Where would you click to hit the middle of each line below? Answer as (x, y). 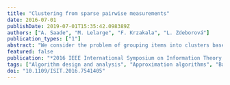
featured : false (30, 52)
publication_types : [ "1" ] (44, 39)
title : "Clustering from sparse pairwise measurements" (88, 13)
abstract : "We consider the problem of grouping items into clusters (108, 45)
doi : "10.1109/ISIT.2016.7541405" (56, 71)
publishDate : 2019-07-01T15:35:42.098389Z (68, 26)
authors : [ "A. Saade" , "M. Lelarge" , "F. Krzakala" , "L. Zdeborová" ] (108, 33)
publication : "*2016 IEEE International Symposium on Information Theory (115, 58)
